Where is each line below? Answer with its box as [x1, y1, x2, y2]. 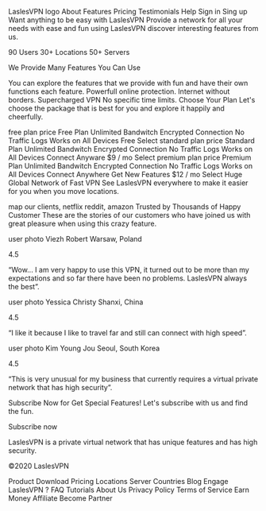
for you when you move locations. [8, 187, 119, 195]
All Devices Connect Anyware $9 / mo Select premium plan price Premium [8, 153, 252, 162]
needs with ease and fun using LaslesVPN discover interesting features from [8, 24, 259, 33]
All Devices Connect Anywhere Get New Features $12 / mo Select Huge [8, 170, 243, 179]
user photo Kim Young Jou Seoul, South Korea [8, 343, 160, 353]
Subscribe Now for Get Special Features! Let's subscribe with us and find [8, 398, 249, 408]
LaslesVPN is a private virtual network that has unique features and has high [8, 437, 258, 447]
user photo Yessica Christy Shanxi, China [8, 297, 144, 307]
